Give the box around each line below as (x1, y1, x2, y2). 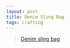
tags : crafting (6, 19, 44, 25)
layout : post (6, 8, 38, 15)
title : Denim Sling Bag (6, 14, 65, 20)
